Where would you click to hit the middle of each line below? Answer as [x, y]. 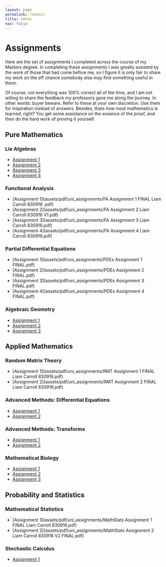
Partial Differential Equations [40, 249]
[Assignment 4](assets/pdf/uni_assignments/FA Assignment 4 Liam [81, 231]
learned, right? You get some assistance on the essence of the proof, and [80, 114]
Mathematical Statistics [34, 509]
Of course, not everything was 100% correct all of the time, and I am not [79, 93]
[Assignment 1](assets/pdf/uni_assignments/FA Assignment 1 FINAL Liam [87, 199]
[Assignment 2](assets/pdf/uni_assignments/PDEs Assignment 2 [78, 270]
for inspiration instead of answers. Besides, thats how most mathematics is [82, 108]
